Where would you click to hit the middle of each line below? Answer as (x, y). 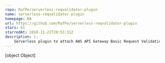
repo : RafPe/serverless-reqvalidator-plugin (51, 10)
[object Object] (20, 55)
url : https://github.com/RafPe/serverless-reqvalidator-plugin (71, 23)
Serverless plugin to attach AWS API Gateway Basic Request (77, 42)
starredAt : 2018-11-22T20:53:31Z (39, 32)
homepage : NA (18, 19)
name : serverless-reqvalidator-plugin (45, 14)
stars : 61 (15, 28)
